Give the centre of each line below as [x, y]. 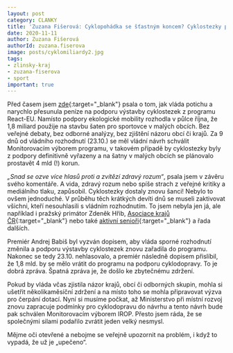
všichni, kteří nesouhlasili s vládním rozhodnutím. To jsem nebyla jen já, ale [114, 206]
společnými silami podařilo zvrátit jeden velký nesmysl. [86, 321]
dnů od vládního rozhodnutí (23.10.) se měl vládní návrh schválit [98, 141]
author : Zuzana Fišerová [43, 40]
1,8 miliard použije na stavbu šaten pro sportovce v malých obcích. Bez [109, 126]
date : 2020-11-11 [32, 33]
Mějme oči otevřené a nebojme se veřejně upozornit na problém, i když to [112, 335]
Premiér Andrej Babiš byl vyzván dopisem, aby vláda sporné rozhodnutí [109, 242]
